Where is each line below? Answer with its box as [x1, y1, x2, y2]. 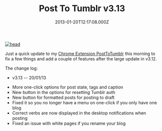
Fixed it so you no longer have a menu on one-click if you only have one [12, 99, 157, 105]
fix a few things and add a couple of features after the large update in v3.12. [5, 56, 157, 61]
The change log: [5, 65, 38, 71]
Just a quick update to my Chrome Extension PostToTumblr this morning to [5, 51, 155, 56]
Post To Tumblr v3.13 [39, 3, 125, 14]
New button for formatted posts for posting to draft [12, 94, 115, 100]
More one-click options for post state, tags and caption [12, 84, 123, 90]
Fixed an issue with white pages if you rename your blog [12, 120, 126, 126]
